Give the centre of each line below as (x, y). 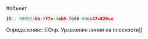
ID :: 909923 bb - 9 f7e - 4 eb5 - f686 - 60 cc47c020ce (60, 19)
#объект (17, 8)
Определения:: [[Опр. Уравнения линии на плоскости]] (74, 30)
